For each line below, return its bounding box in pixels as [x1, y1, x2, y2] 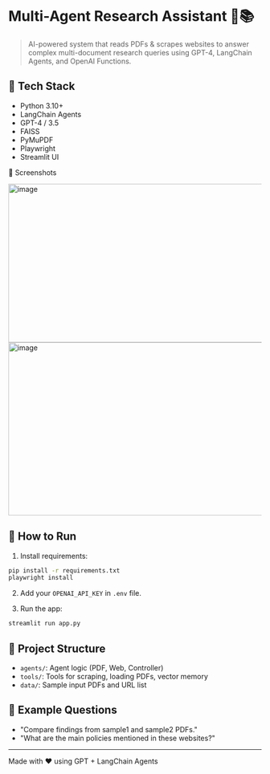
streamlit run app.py [8, 620, 81, 628]
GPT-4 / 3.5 [19, 118, 59, 128]
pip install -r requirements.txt [8, 566, 121, 575]
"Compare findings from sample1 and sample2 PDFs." [19, 724, 198, 734]
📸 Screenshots [8, 167, 57, 177]
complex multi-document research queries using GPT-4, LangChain [27, 47, 253, 57]
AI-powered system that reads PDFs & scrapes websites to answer [27, 39, 249, 49]
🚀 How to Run [8, 530, 77, 544]
